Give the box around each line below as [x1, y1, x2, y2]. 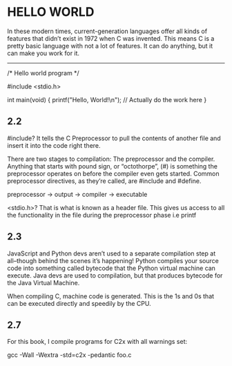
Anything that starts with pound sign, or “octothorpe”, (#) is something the [7, 162, 217, 170]
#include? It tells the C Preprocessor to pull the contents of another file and [7, 134, 221, 142]
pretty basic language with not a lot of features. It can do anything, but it [7, 41, 213, 50]
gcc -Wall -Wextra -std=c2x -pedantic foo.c [7, 351, 132, 359]
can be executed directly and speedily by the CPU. [7, 299, 151, 307]
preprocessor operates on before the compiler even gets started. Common [7, 169, 220, 177]
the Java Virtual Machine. [7, 278, 80, 287]
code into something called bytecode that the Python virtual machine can [7, 264, 216, 272]
